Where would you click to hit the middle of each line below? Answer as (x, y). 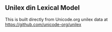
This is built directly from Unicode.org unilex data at (56, 19)
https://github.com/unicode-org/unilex (43, 24)
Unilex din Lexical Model (42, 8)
